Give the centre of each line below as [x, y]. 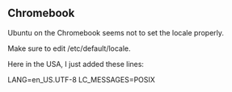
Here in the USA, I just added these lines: [76, 64]
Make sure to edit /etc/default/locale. [69, 48]
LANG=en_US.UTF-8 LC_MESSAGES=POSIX [81, 79]
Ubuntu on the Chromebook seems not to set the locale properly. [116, 32]
